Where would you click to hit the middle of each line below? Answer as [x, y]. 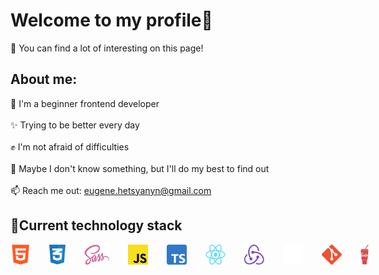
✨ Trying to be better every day [75, 125]
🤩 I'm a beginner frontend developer [85, 103]
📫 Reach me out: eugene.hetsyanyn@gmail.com [111, 190]
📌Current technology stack [96, 225]
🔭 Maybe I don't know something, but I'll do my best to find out [140, 168]
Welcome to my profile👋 [111, 20]
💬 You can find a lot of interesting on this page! [107, 48]
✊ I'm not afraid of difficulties [70, 146]
